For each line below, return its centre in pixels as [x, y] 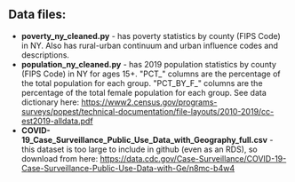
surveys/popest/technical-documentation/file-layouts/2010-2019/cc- [147, 111]
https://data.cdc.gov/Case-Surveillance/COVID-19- [193, 158]
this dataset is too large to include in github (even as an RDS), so [140, 149]
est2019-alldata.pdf [57, 121]
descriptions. [45, 55]
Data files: [37, 15]
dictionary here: [50, 102]
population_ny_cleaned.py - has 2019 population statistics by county [149, 64]
